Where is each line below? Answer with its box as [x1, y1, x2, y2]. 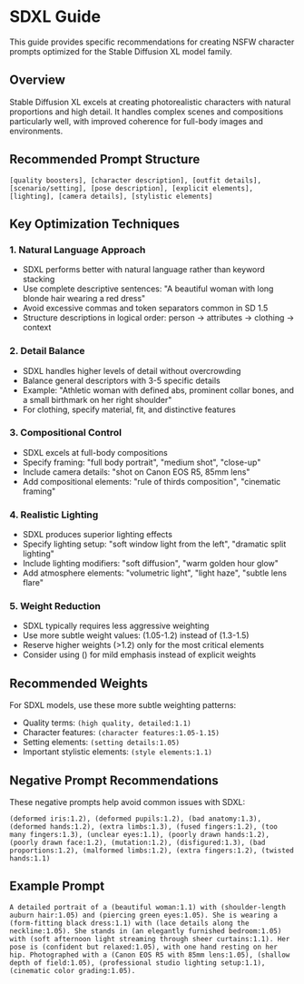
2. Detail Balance [9, 345, 85, 358]
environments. [9, 125, 64, 136]
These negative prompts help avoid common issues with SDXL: [9, 797, 246, 808]
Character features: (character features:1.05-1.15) [22, 727, 221, 738]
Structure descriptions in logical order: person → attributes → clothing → [22, 312, 295, 323]
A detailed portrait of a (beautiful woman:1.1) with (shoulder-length [9, 902, 286, 911]
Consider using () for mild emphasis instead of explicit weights [22, 649, 257, 660]
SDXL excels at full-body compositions [22, 447, 168, 458]
